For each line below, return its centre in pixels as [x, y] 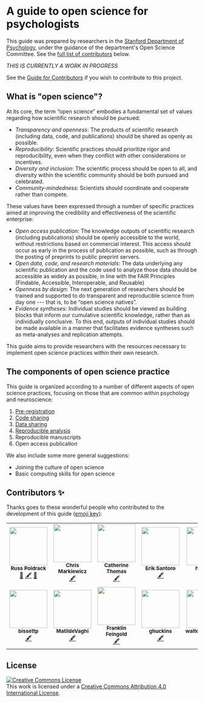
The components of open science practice [88, 372]
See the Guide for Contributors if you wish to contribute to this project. [94, 77]
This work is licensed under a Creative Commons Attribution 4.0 [87, 687]
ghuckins [160, 631]
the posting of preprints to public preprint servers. [78, 256]
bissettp [28, 631]
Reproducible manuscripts [48, 437]
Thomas [116, 571]
